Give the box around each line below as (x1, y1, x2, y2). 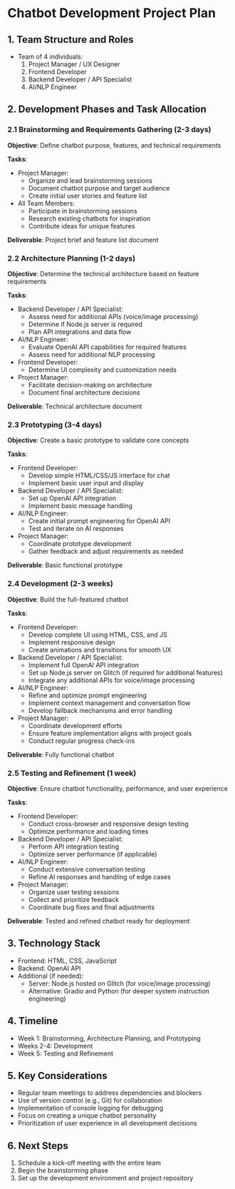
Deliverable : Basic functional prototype (7, 561, 123, 570)
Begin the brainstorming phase (17, 1166, 109, 1175)
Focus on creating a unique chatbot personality (17, 1111, 157, 1120)
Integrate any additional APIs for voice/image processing (28, 676, 195, 684)
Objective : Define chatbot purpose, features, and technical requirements (7, 141, 221, 149)
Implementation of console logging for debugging (17, 1104, 164, 1113)
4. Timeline (7, 1015, 58, 1027)
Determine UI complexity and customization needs (28, 365, 177, 374)
